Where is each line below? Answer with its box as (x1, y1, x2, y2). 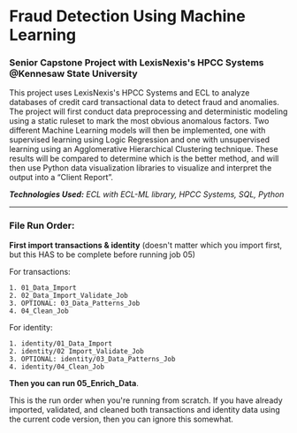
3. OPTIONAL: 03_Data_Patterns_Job (9, 299, 141, 308)
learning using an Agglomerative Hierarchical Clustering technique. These (9, 144, 278, 155)
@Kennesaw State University (9, 68, 139, 80)
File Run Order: (9, 219, 75, 232)
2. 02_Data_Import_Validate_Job (9, 291, 128, 300)
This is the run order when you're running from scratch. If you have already (9, 395, 283, 406)
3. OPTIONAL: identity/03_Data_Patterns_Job (9, 354, 176, 363)
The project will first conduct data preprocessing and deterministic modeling (9, 106, 288, 117)
